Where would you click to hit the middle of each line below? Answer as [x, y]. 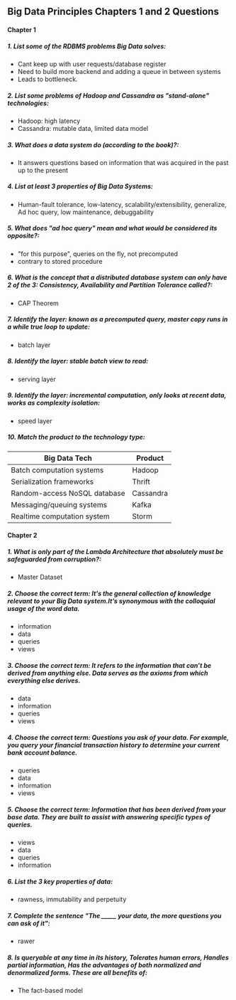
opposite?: [24, 236]
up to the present [43, 170]
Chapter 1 [22, 30]
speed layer [35, 421]
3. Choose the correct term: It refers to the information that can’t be [109, 665]
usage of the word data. [44, 608]
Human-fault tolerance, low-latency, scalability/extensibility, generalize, [122, 204]
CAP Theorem [38, 303]
